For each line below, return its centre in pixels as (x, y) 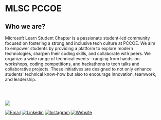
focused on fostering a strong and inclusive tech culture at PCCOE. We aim (80, 43)
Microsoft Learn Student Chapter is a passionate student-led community (78, 38)
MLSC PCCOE (33, 9)
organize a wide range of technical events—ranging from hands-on (72, 59)
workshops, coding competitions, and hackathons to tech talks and (72, 64)
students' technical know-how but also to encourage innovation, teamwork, (81, 74)
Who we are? (25, 26)
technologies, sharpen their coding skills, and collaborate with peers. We (78, 53)
